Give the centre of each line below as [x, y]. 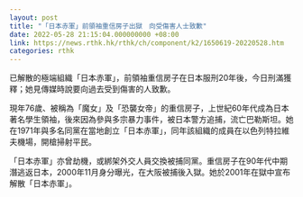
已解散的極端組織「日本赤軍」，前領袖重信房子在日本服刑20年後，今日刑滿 [147, 78]
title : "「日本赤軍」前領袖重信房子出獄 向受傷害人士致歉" [108, 26]
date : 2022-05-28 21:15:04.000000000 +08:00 [94, 34]
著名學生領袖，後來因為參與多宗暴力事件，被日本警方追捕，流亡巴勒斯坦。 [147, 120]
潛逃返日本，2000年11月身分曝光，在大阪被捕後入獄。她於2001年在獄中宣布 [150, 173]
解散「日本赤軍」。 [43, 184]
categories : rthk [42, 51]
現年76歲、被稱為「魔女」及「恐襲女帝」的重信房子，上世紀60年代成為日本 [149, 108]
